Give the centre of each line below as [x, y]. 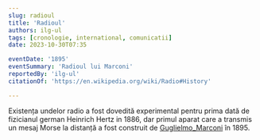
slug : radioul [32, 15]
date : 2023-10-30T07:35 [48, 45]
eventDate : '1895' [39, 59]
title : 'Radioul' [37, 23]
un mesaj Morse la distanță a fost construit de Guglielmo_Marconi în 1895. [129, 127]
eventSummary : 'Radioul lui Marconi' [71, 67]
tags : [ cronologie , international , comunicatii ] [90, 38]
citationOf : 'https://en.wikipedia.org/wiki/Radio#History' [110, 81]
